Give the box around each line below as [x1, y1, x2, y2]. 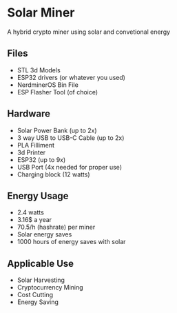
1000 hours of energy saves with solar [17, 238, 126, 246]
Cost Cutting [17, 291, 54, 299]
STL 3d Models [17, 65, 61, 74]
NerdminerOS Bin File [17, 81, 79, 89]
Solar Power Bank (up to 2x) [17, 126, 98, 134]
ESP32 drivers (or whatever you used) [17, 73, 126, 81]
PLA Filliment [17, 141, 55, 149]
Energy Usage [7, 190, 69, 201]
